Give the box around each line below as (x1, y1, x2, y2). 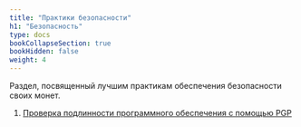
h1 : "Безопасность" (9, 22, 83, 31)
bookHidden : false (9, 47, 79, 56)
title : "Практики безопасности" (9, 13, 131, 23)
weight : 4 (9, 55, 47, 64)
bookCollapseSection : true (9, 38, 112, 48)
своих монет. (9, 90, 61, 101)
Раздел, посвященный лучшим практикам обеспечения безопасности (9, 81, 283, 91)
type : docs (9, 30, 51, 39)
